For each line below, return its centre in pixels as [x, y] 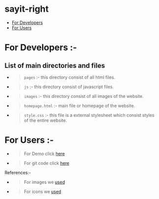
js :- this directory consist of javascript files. [69, 87]
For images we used [44, 182]
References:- [18, 173]
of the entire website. [45, 120]
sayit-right [27, 9]
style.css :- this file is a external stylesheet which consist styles [89, 115]
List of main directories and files [55, 65]
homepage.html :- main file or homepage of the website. [79, 106]
